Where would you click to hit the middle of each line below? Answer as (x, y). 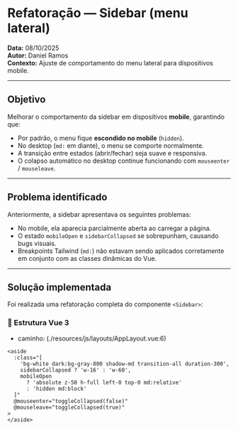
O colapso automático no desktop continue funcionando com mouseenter (124, 161)
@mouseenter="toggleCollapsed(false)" (71, 401)
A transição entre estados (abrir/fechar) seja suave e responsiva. (112, 153)
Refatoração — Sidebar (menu (98, 13)
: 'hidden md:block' (56, 389)
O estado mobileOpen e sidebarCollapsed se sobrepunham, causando (118, 235)
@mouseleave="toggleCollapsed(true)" (69, 407)
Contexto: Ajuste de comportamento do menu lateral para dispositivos (110, 63)
